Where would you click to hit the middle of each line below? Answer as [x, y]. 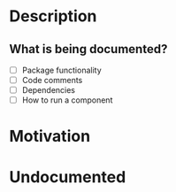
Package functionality [61, 70]
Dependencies [48, 90]
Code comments [52, 81]
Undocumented [68, 177]
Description [53, 16]
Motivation [50, 137]
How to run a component [67, 100]
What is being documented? [88, 49]
